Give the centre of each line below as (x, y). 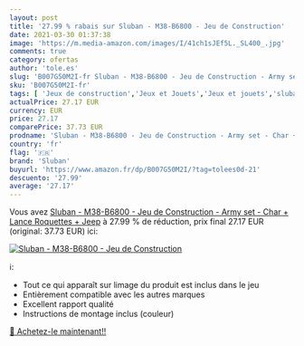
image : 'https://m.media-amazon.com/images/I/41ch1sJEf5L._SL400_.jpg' (147, 43)
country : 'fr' (36, 144)
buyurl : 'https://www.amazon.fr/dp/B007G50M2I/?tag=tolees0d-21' (135, 169)
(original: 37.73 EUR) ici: (54, 231)
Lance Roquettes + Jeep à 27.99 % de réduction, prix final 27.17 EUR (137, 222)
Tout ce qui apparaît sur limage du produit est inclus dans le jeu (141, 285)
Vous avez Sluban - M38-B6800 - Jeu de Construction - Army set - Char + (149, 212)
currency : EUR (36, 111)
